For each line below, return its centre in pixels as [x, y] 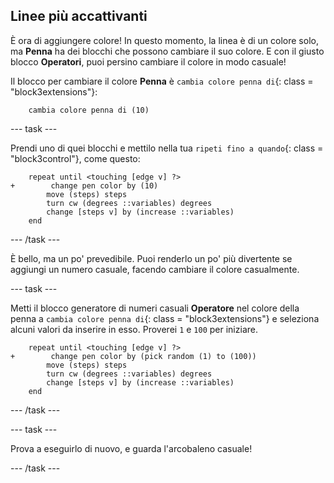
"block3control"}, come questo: [75, 158]
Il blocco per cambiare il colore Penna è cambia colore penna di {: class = [162, 81]
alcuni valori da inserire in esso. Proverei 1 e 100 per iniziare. [134, 329]
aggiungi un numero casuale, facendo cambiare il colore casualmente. [155, 269]
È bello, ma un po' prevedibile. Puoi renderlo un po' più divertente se [151, 258]
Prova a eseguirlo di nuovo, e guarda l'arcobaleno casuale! [131, 448]
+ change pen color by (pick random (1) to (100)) [133, 356]
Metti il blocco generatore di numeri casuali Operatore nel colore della [155, 308]
